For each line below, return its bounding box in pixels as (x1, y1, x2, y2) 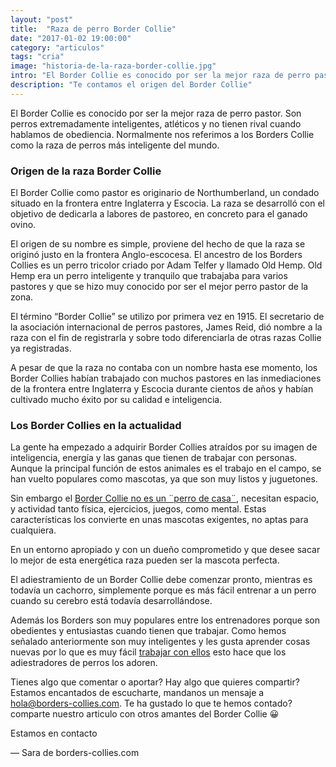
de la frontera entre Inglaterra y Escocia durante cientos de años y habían (10, 383, 314, 395)
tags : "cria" (10, 52, 65, 62)
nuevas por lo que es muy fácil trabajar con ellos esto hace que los (10, 646, 287, 658)
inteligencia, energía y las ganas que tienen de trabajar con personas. (10, 452, 298, 464)
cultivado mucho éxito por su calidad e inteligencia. (10, 394, 223, 406)
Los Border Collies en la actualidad (10, 418, 182, 432)
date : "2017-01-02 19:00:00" (10, 33, 132, 43)
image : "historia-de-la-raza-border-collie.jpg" (10, 61, 217, 71)
